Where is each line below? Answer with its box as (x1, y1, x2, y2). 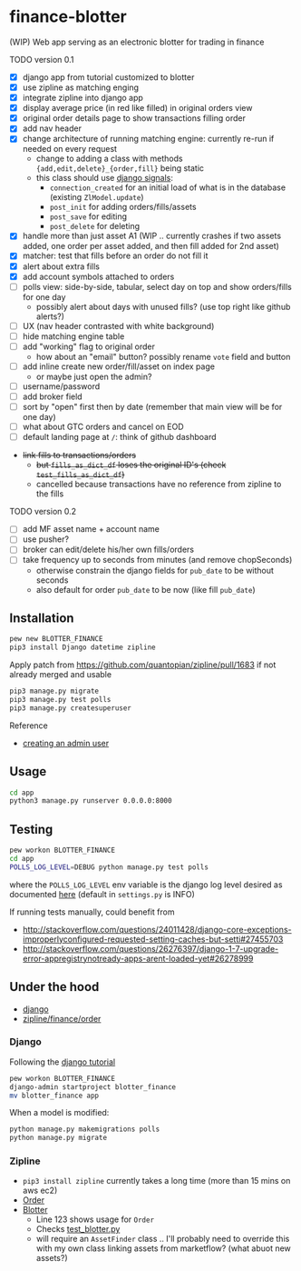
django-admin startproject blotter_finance (9, 1082, 177, 1092)
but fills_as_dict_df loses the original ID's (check (35, 459, 227, 470)
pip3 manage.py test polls (9, 695, 112, 704)
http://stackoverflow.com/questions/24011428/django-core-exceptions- (22, 924, 292, 935)
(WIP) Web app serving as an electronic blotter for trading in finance (9, 36, 265, 47)
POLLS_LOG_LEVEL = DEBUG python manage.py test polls (9, 862, 209, 872)
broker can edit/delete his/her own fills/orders (22, 544, 195, 555)
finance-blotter (9, 6, 127, 27)
